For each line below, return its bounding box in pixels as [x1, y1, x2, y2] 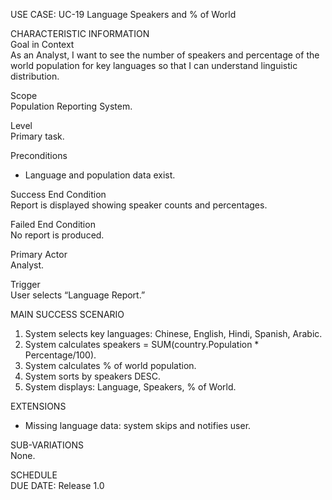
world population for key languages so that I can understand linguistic [10, 60, 298, 71]
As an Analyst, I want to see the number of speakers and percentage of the [10, 49, 320, 61]
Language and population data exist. [24, 169, 176, 181]
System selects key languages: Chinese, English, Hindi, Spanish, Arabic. [24, 328, 323, 339]
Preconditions [10, 150, 68, 161]
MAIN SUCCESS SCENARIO [10, 309, 125, 320]
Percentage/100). [24, 349, 97, 361]
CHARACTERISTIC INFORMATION [10, 28, 150, 39]
